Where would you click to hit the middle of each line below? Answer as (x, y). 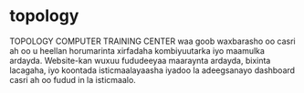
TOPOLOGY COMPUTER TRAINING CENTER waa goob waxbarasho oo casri (152, 41)
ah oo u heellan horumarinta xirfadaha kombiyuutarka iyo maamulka (137, 50)
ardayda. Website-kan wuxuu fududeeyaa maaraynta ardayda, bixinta (140, 60)
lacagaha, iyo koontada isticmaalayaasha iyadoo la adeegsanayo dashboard (152, 70)
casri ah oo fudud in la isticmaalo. (73, 79)
